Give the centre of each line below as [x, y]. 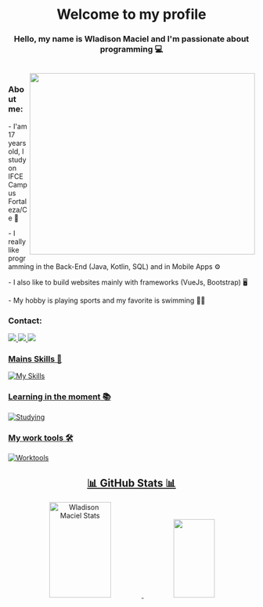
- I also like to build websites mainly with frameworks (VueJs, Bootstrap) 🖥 [128, 282]
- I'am [18, 126]
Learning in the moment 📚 [59, 397]
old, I [16, 151]
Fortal [18, 201]
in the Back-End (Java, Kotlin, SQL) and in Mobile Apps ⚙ [128, 266]
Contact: [25, 321]
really [17, 242]
